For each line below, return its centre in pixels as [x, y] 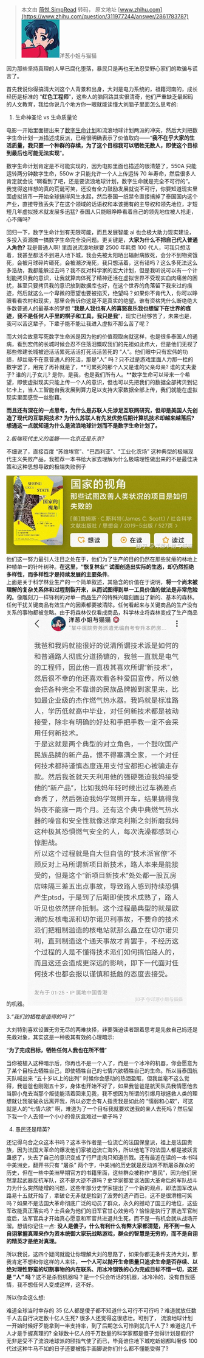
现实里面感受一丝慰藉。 [36, 397]
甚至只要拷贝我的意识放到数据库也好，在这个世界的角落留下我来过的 [102, 285]
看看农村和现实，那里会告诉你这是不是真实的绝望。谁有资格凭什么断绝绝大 [104, 301]
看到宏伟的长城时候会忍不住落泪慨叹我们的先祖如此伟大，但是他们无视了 [107, 344]
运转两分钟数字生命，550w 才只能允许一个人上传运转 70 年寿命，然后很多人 [101, 174]
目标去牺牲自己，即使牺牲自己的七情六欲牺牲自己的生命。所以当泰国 [107, 1071]
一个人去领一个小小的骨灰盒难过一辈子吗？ [70, 1116]
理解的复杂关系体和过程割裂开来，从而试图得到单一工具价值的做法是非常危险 [102, 589]
